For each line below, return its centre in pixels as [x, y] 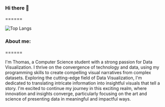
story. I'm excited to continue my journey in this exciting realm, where [76, 88]
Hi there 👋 [17, 8]
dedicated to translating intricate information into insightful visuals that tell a [82, 83]
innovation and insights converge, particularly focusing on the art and [76, 94]
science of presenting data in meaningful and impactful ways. [68, 99]
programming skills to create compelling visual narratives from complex [78, 72]
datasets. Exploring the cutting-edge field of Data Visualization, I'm [74, 78]
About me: [18, 41]
